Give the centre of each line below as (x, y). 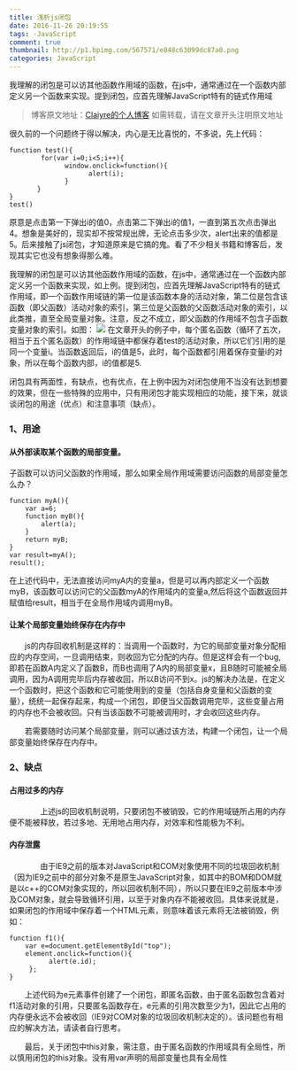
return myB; (47, 540)
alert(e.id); (72, 961)
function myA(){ (39, 501)
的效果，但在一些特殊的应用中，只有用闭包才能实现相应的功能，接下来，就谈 (148, 392)
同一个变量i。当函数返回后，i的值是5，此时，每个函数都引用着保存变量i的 (142, 352)
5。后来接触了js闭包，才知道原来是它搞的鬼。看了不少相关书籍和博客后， (142, 244)
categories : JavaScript (53, 58)
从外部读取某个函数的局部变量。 (67, 452)
